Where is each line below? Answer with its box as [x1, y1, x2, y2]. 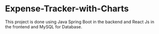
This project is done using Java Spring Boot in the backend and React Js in [5, 19, 155, 25]
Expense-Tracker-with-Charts [5, 3, 129, 14]
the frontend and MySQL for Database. [5, 24, 83, 29]
